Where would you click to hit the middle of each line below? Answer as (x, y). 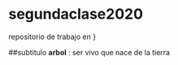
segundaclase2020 (76, 14)
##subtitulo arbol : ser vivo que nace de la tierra (89, 52)
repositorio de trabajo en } (52, 37)
